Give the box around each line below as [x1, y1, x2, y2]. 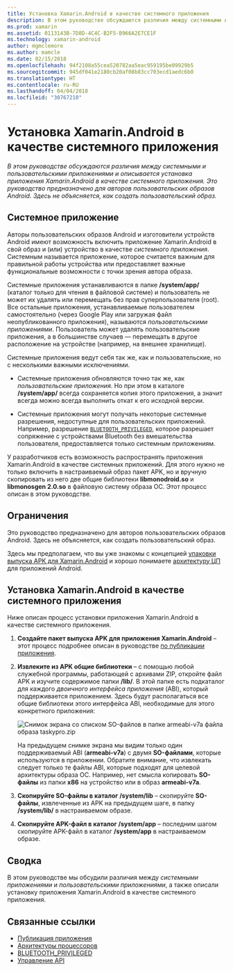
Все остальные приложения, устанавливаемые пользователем [7, 303, 195, 311]
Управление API [17, 956, 64, 964]
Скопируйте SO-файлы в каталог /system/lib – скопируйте [17, 792, 194, 800]
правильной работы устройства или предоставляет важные [7, 259, 186, 268]
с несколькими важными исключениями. [7, 360, 130, 369]
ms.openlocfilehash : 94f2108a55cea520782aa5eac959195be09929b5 [7, 62, 194, 69]
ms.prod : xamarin [7, 23, 58, 30]
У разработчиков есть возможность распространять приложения [7, 453, 203, 461]
